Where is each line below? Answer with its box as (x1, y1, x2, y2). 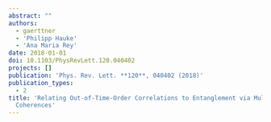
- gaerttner (15, 26, 56, 35)
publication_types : (8, 79, 74, 87)
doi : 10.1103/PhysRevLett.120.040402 (8, 57, 135, 65)
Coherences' (15, 101, 56, 109)
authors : (8, 19, 38, 27)
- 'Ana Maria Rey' (15, 42, 78, 50)
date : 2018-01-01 (8, 49, 67, 57)
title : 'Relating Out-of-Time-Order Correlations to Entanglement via (8, 94, 251, 102)
